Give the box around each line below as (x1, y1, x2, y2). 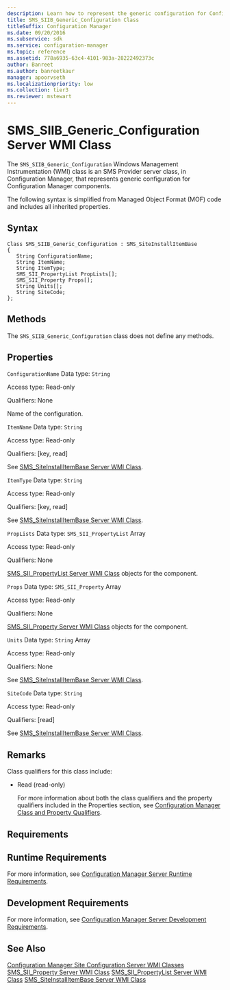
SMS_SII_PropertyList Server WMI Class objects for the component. (7, 570, 199, 578)
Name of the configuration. (7, 409, 84, 418)
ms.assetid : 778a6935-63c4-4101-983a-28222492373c (7, 55, 155, 62)
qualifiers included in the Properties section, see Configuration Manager (16, 801, 221, 809)
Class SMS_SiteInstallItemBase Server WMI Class (7, 976, 146, 984)
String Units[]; (16, 282, 63, 289)
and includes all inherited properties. (7, 202, 111, 210)
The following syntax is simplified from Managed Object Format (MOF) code (7, 195, 222, 203)
